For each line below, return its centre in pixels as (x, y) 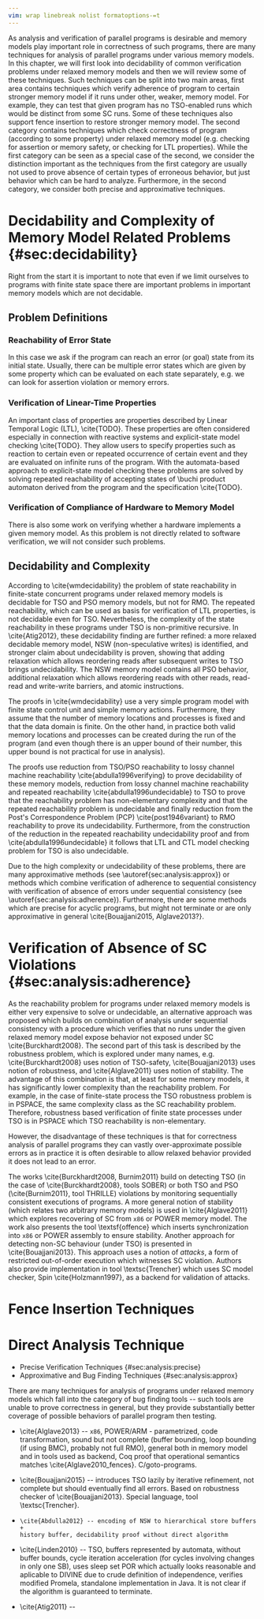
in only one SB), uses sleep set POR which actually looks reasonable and (138, 1566)
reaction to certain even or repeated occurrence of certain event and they (128, 454)
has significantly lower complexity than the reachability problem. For (119, 1087)
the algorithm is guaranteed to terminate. (86, 1591)
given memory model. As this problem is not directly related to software (125, 533)
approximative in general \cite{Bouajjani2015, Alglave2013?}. (106, 916)
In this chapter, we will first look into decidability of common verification (125, 63)
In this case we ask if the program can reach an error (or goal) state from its (131, 357)
